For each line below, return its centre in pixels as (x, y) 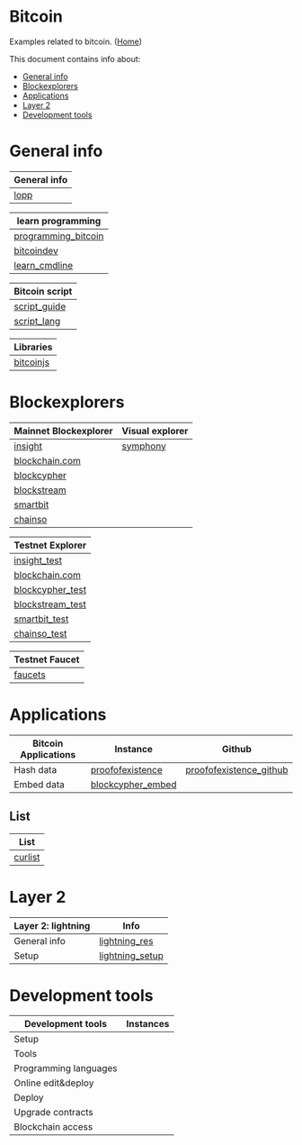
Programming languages (66, 1068)
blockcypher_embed (133, 784)
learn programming (59, 221)
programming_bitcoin (59, 236)
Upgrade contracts (54, 1113)
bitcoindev (36, 250)
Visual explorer (155, 431)
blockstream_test (50, 604)
